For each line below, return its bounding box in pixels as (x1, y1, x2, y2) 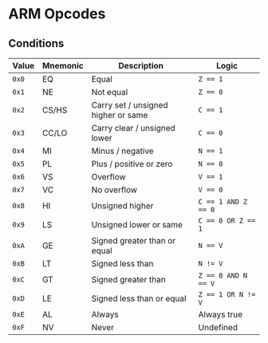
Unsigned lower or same (91, 219, 183, 230)
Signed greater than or (91, 235, 176, 246)
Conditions (8, 37, 65, 50)
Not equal (91, 87, 128, 97)
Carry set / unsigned (91, 100, 169, 110)
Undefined (198, 322, 238, 333)
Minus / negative (91, 145, 154, 156)
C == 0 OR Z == (198, 216, 256, 225)
